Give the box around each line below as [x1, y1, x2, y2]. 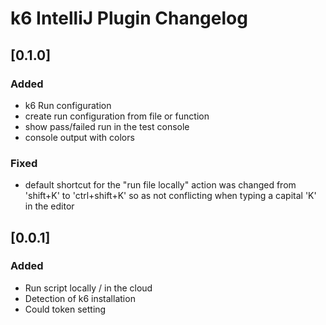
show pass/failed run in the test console [24, 120, 190, 132]
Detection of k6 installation [24, 292, 136, 304]
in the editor [24, 200, 75, 212]
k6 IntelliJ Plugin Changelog [10, 7, 248, 30]
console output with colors [24, 131, 135, 143]
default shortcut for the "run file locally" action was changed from [24, 179, 297, 191]
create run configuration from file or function [24, 110, 210, 122]
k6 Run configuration [24, 99, 112, 111]
